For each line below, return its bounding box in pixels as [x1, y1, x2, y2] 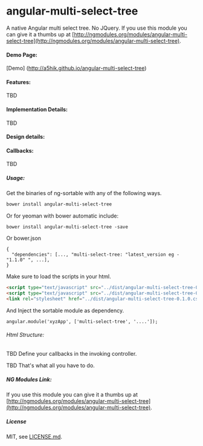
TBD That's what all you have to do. [6, 362, 95, 369]
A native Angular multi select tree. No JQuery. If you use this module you [6, 24, 187, 32]
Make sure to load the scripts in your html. [6, 273, 111, 280]
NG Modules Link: [6, 376, 53, 383]
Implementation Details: [6, 105, 68, 113]
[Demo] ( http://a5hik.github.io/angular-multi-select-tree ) [6, 65, 147, 72]
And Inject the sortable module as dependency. [6, 307, 124, 314]
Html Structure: [6, 331, 44, 339]
